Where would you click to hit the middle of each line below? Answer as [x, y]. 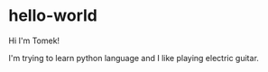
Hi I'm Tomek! [34, 40]
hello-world [53, 16]
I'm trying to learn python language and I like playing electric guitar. [134, 58]
